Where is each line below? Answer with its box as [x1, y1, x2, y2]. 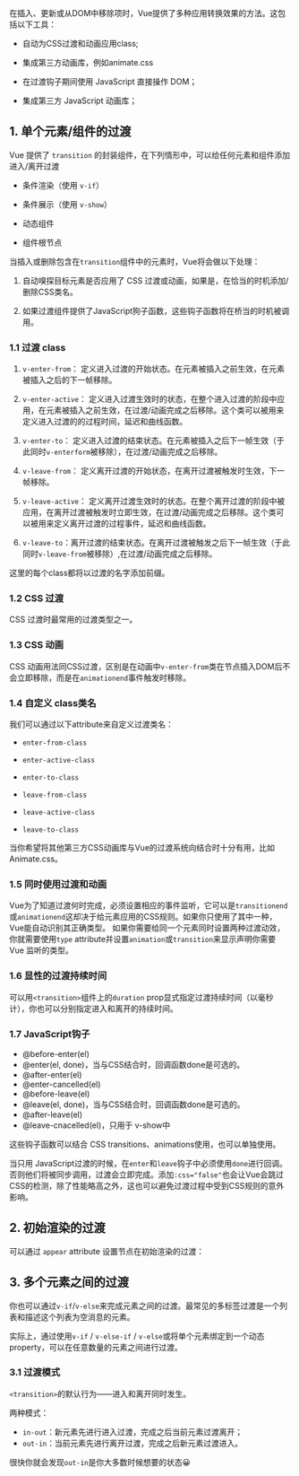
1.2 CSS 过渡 [9, 592, 64, 605]
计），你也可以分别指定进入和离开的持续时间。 [9, 1003, 178, 1014]
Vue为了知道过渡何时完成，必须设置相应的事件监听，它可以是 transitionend [9, 900, 288, 911]
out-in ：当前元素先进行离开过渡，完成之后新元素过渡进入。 [21, 1437, 243, 1448]
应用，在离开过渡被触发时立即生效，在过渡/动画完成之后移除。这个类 [21, 507, 277, 518]
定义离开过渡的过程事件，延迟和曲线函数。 [53, 519, 211, 529]
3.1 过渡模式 [9, 1367, 61, 1379]
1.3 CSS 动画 [9, 639, 64, 651]
